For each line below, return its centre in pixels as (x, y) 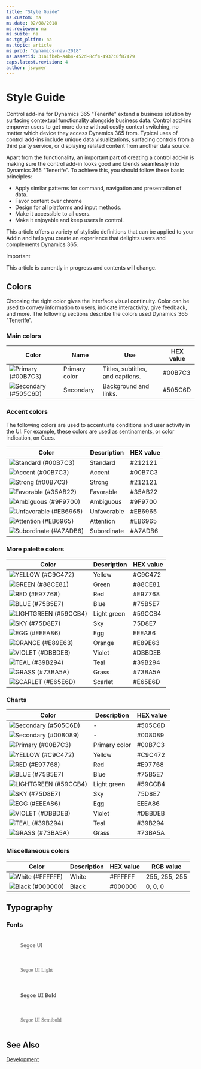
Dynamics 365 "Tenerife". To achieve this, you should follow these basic (95, 170)
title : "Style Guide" (33, 12)
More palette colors (35, 549)
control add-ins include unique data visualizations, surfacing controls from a (100, 139)
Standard (102, 462)
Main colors (24, 336)
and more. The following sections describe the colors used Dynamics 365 (97, 314)
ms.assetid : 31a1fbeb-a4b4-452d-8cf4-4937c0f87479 (71, 56)
